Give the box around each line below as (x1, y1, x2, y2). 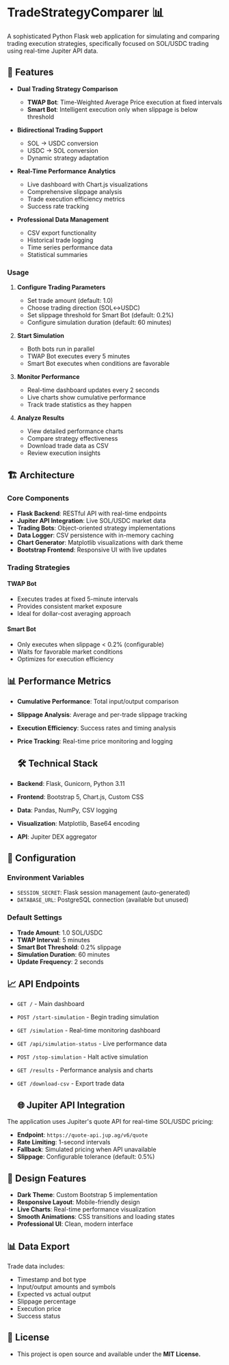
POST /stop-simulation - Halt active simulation (16, 1053, 148, 1061)
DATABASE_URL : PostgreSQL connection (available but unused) (16, 896, 189, 904)
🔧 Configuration (7, 852, 77, 864)
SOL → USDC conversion (27, 139, 99, 147)
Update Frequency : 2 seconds (16, 957, 104, 966)
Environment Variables (7, 873, 85, 882)
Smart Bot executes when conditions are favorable (27, 360, 170, 368)
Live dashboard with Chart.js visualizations (27, 180, 148, 188)
